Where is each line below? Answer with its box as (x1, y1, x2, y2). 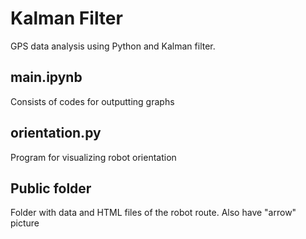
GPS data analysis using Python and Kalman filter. (10, 40, 216, 52)
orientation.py (10, 125, 102, 142)
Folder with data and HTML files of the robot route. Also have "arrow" (10, 207, 297, 219)
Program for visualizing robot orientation (10, 151, 177, 163)
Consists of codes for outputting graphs (10, 95, 175, 107)
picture (10, 217, 40, 229)
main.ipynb (10, 69, 83, 86)
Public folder (10, 180, 92, 197)
